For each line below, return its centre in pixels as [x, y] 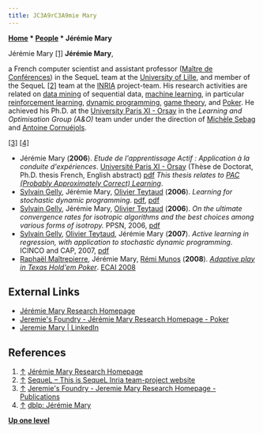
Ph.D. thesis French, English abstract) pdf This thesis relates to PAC [130, 175]
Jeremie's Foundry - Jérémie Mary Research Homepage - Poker [124, 319]
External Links [44, 292]
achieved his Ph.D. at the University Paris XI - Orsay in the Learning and [125, 111]
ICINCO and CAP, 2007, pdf [64, 250]
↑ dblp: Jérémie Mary [55, 405]
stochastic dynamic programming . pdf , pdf [90, 200]
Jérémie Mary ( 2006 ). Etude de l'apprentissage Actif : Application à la [135, 158]
